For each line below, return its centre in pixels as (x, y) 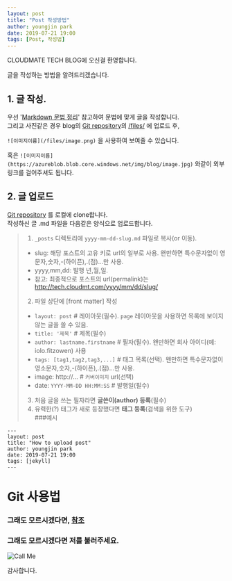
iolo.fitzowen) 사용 (60, 350)
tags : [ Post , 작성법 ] (36, 40)
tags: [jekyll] (29, 461)
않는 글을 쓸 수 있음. (61, 325)
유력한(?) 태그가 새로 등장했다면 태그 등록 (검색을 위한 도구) (113, 409)
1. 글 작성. (27, 99)
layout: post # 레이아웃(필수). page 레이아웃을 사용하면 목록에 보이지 (129, 316)
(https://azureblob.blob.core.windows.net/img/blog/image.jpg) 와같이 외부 (116, 163)
